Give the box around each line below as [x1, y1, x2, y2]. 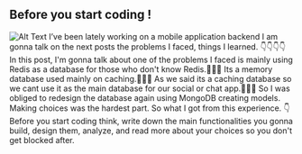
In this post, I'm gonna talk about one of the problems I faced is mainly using [9, 54, 293, 65]
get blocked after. [9, 134, 75, 145]
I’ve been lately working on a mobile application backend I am [49, 31, 279, 41]
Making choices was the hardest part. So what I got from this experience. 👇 [9, 103, 290, 113]
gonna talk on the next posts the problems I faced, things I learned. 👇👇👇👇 [9, 41, 286, 52]
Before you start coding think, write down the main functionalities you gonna [9, 115, 293, 126]
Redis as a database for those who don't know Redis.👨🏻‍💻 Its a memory [9, 63, 273, 75]
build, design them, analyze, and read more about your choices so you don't [9, 125, 293, 136]
